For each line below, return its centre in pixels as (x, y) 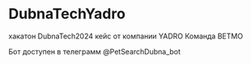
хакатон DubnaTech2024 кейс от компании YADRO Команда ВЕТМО (126, 36)
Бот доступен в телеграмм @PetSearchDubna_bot (94, 51)
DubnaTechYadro (67, 14)
